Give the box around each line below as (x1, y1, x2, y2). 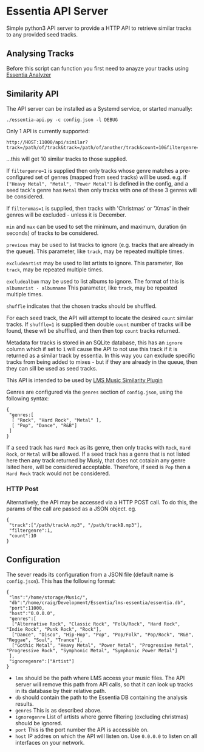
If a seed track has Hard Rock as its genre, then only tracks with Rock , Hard (6, 444, 191, 451)
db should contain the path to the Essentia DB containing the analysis (15, 694, 188, 701)
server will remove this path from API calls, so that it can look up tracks (15, 680, 193, 688)
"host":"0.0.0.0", (8, 610, 56, 616)
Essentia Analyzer (6, 71, 52, 78)
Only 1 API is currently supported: (6, 127, 90, 134)
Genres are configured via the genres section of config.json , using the (6, 388, 183, 395)
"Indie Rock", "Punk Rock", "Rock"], (6, 626, 102, 632)
